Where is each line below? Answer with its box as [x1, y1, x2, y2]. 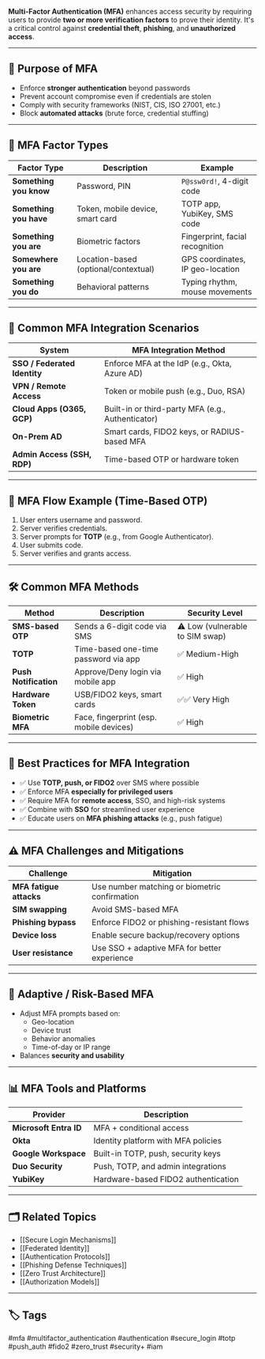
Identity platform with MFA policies [93, 1135, 222, 1146]
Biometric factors [77, 236, 140, 247]
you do [12, 286, 39, 297]
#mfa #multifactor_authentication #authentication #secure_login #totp [8, 1333, 236, 1342]
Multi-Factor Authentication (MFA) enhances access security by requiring [8, 7, 252, 16]
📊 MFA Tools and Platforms [8, 1082, 147, 1095]
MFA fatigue [12, 881, 59, 892]
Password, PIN [77, 180, 132, 191]
